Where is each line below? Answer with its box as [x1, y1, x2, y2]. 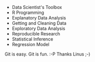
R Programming [11, 9, 44, 15]
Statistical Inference [11, 36, 53, 42]
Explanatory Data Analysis [11, 15, 66, 20]
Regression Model [11, 41, 49, 47]
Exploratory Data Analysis [11, 25, 65, 31]
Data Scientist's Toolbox [11, 4, 62, 10]
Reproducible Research [11, 31, 60, 36]
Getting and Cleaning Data [11, 20, 67, 26]
